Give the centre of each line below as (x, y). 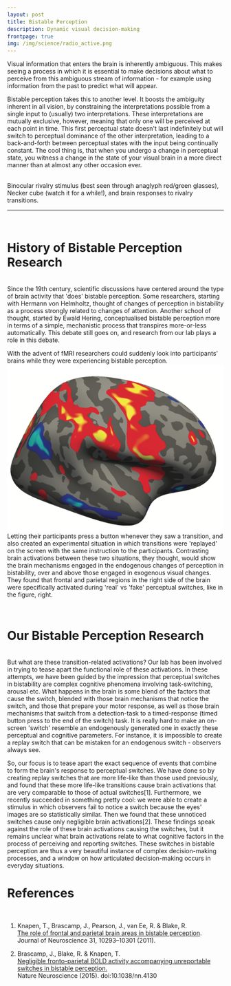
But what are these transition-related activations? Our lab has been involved (114, 662)
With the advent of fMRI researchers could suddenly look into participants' (113, 354)
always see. (24, 749)
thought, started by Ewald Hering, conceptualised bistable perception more (114, 318)
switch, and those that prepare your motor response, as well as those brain (113, 706)
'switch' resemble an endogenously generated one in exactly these (123, 728)
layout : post (26, 14)
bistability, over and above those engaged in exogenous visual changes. (109, 572)
